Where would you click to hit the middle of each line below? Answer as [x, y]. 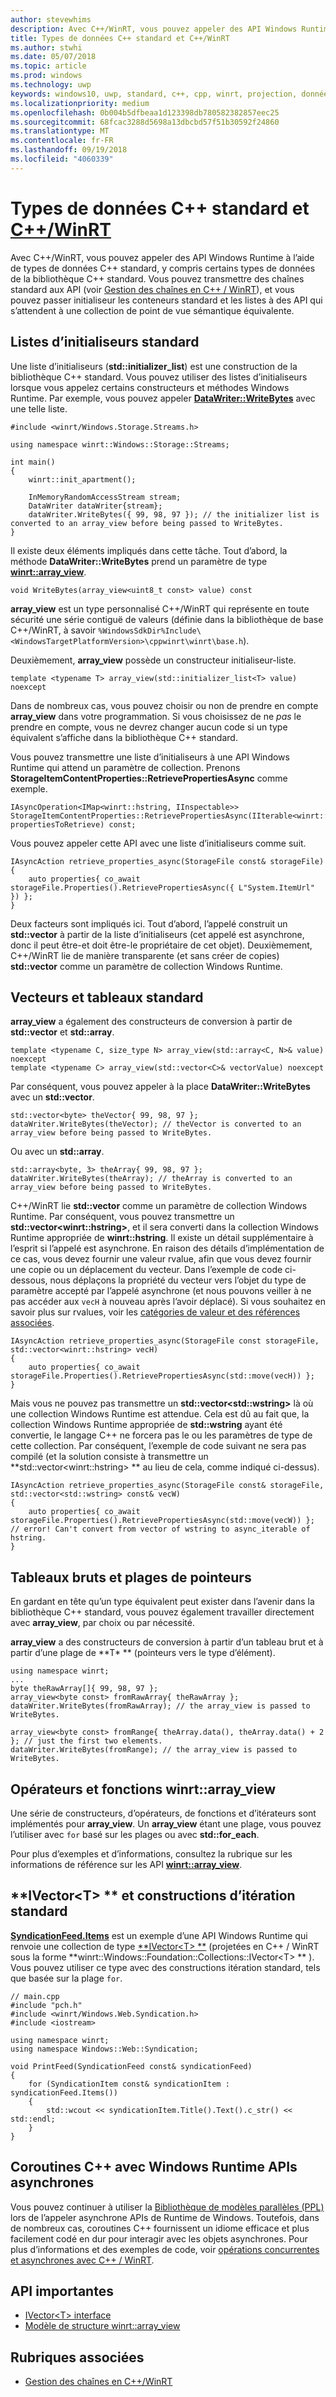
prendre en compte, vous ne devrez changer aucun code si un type [149, 727]
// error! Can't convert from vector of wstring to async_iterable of [160, 1529]
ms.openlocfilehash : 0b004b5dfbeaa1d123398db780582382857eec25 [145, 112]
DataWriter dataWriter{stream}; [95, 506]
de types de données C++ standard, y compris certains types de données [163, 268]
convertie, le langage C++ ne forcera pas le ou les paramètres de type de [161, 1435]
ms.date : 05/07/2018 [53, 57]
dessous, [29, 1280]
